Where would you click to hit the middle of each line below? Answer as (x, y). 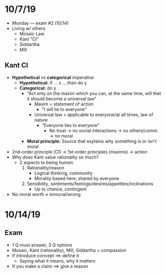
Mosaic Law (32, 33)
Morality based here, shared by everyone (77, 178)
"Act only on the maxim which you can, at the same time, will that (94, 93)
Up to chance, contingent (60, 189)
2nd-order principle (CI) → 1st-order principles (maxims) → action (79, 151)
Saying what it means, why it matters (57, 260)
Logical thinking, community (63, 173)
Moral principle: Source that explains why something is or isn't (92, 141)
